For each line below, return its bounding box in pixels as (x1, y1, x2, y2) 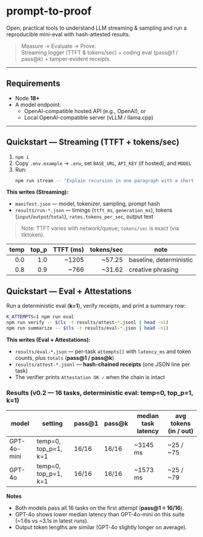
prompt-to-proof (6, 4, 92, 18)
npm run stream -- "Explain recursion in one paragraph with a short (14, 177, 195, 184)
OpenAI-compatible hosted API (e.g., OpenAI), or (24, 107, 146, 114)
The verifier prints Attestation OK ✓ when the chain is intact (14, 373, 165, 380)
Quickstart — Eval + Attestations (6, 286, 132, 296)
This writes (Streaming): (6, 189, 69, 196)
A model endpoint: (14, 101, 62, 108)
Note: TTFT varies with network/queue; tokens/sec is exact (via (21, 225, 179, 232)
